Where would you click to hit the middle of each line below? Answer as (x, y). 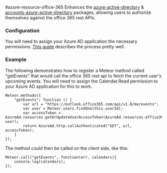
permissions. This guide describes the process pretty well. (65, 47)
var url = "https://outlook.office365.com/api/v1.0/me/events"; (91, 104)
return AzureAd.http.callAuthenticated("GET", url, (78, 126)
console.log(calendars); (40, 162)
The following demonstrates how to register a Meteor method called (75, 70)
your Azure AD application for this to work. (49, 86)
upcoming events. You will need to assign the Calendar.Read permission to (82, 81)
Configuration (22, 30)
